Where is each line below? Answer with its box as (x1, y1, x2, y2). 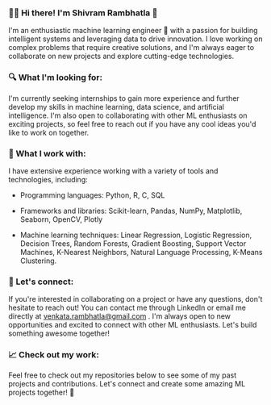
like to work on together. (8, 127, 90, 137)
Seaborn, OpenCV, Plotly (19, 214, 103, 224)
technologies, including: (8, 174, 89, 184)
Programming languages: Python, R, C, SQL (19, 190, 165, 200)
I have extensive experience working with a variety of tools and (8, 165, 219, 176)
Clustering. (19, 256, 57, 265)
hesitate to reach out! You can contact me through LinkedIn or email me (8, 303, 247, 313)
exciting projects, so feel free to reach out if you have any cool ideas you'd (8, 119, 256, 128)
